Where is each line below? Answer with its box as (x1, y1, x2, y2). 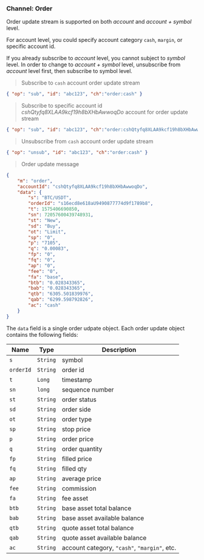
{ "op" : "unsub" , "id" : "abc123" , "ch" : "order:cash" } (6, 150, 148, 156)
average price (61, 474, 101, 483)
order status (61, 395, 97, 404)
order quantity (61, 444, 103, 453)
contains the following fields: (6, 331, 78, 338)
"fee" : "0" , (28, 268, 59, 274)
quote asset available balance (61, 533, 147, 542)
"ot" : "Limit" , (28, 229, 67, 235)
